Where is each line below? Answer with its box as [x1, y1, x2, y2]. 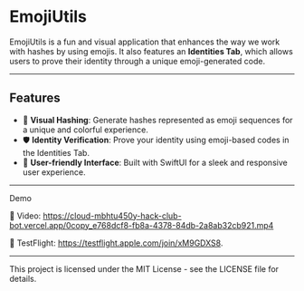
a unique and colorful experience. [22, 124, 149, 135]
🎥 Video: [9, 210, 42, 221]
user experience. [22, 166, 86, 178]
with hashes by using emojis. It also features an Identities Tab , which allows [9, 45, 294, 56]
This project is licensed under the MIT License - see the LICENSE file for [9, 263, 279, 274]
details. [9, 273, 37, 284]
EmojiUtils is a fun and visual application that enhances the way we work [9, 36, 280, 47]
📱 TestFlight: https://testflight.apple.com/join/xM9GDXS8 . [9, 238, 223, 248]
